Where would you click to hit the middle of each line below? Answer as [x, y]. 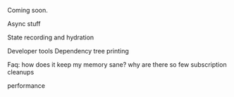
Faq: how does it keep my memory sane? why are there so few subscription [117, 65]
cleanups [21, 72]
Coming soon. [27, 10]
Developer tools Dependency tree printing [68, 51]
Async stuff [24, 24]
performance [26, 86]
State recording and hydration [51, 37]
